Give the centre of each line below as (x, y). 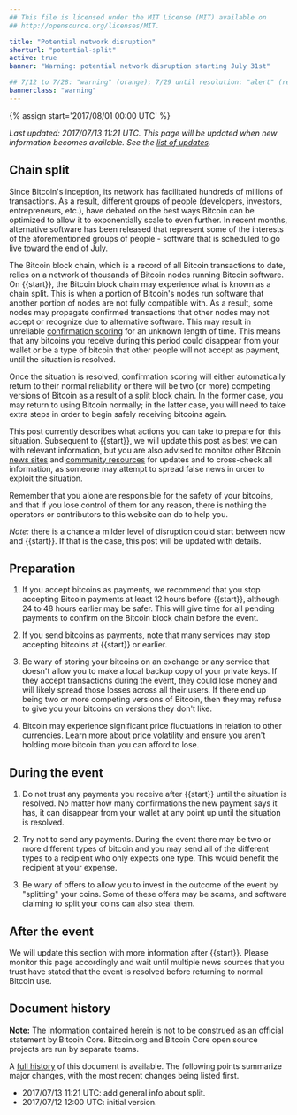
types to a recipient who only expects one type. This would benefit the (150, 858)
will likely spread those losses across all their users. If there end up (144, 690)
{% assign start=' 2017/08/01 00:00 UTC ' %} (90, 115)
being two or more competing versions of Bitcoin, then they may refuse (152, 700)
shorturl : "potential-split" (63, 50)
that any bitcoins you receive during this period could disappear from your (145, 340)
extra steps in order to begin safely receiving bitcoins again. (118, 414)
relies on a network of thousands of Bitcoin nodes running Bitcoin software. (147, 275)
